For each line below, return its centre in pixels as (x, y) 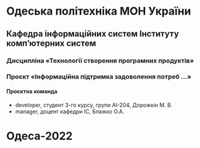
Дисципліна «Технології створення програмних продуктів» (100, 60)
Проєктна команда (32, 91)
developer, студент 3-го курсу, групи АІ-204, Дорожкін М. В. (94, 105)
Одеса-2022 (40, 136)
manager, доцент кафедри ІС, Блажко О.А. (70, 111)
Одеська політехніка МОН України (99, 11)
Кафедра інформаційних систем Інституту (93, 34)
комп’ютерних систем (51, 43)
